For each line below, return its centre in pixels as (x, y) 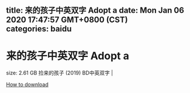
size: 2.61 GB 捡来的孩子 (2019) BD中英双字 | (60, 73)
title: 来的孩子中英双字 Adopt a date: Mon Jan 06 (95, 10)
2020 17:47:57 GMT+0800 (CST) (67, 20)
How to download (27, 85)
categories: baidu (39, 29)
